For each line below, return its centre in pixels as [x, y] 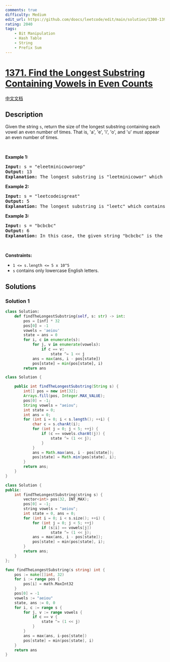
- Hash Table [28, 39]
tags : [11, 29]
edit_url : [16, 19]
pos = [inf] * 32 [41, 321]
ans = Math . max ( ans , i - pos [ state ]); [73, 452]
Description [24, 114]
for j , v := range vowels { [53, 612]
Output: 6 [17, 231]
